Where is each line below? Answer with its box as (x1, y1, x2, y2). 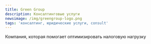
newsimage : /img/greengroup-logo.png (5, 16, 82, 21)
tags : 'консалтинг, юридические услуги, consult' (5, 20, 109, 26)
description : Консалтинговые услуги (5, 12, 80, 16)
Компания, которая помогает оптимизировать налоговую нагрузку (5, 34, 146, 40)
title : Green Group (5, 7, 45, 12)
